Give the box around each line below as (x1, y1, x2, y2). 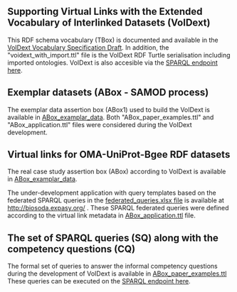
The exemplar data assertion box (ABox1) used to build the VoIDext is (7, 105, 210, 114)
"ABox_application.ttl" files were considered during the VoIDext (7, 120, 192, 129)
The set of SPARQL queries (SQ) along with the (7, 232, 218, 244)
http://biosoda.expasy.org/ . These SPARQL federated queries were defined (7, 204, 229, 212)
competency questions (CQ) (7, 243, 136, 255)
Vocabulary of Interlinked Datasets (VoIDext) (7, 17, 211, 29)
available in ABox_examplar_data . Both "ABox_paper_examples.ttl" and (7, 113, 214, 121)
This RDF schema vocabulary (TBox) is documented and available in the (7, 36, 218, 44)
